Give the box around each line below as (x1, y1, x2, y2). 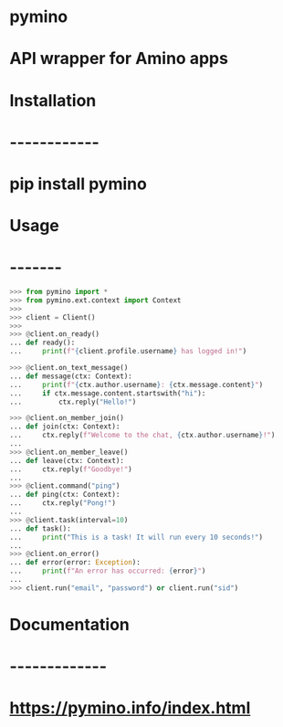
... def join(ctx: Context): (9, 422, 121, 431)
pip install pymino (9, 174, 148, 194)
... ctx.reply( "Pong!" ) (9, 499, 117, 508)
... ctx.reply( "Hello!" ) (9, 397, 137, 406)
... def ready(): (9, 338, 76, 348)
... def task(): (9, 523, 71, 533)
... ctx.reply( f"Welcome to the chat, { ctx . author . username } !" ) (9, 431, 276, 440)
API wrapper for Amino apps (9, 48, 228, 69)
